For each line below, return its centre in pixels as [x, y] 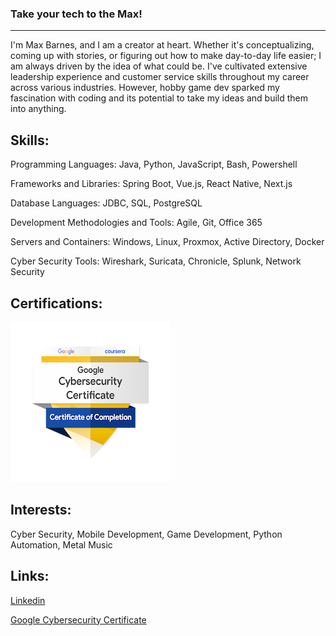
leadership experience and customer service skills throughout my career [160, 77]
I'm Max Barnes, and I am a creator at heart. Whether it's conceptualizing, [162, 45]
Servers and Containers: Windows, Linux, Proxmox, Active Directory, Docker [167, 242]
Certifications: [56, 303]
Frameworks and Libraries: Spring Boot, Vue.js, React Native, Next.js [151, 184]
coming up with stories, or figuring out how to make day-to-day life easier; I [166, 56]
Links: [30, 576]
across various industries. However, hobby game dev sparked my [145, 88]
